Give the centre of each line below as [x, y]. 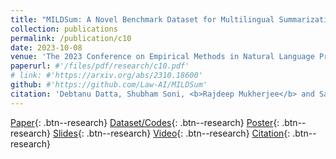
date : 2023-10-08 [46, 47]
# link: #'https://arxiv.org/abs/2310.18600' [106, 76]
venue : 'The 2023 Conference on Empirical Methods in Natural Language [162, 57]
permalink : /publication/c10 [71, 38]
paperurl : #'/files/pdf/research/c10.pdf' [100, 66]
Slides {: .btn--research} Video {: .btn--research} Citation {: [171, 133]
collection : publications [64, 29]
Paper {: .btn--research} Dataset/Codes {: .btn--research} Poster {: [145, 122]
